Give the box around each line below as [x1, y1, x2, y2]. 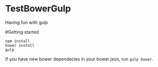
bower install [5, 43, 35, 48]
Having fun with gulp [5, 19, 48, 25]
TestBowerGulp [5, 3, 71, 14]
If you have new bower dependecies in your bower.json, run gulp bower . [5, 56, 153, 62]
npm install [5, 38, 30, 44]
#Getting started [5, 29, 39, 35]
